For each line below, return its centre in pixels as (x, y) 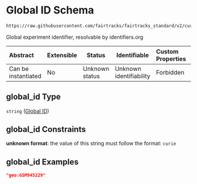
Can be (19, 69)
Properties (171, 59)
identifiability (133, 76)
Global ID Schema (50, 10)
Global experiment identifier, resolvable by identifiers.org (75, 37)
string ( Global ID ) (28, 111)
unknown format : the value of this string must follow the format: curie (91, 144)
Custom (167, 52)
